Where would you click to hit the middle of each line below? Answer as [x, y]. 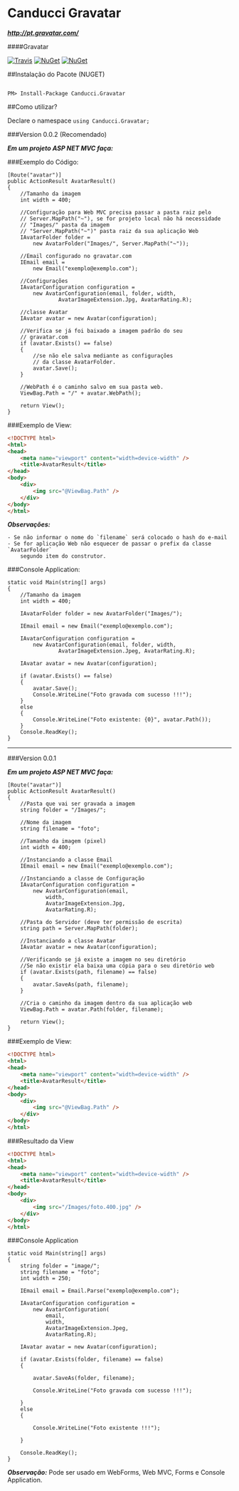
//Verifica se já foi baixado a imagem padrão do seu [101, 331]
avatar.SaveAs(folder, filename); [84, 1378]
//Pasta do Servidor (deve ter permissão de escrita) [101, 923]
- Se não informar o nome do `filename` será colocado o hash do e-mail [117, 538]
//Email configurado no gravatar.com [76, 256]
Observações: [29, 524]
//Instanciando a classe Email [67, 860]
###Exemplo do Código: [43, 162]
